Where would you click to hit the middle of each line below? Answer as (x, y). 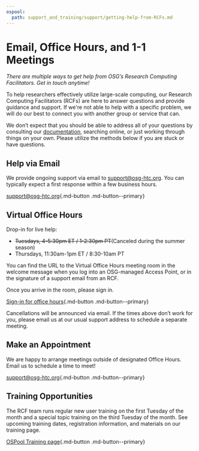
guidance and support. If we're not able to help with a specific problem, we (99, 107)
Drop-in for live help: (32, 230)
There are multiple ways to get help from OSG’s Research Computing (92, 76)
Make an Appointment (49, 345)
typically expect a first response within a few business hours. (82, 185)
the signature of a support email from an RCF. (62, 278)
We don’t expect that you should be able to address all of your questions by (99, 125)
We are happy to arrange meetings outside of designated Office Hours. (94, 359)
